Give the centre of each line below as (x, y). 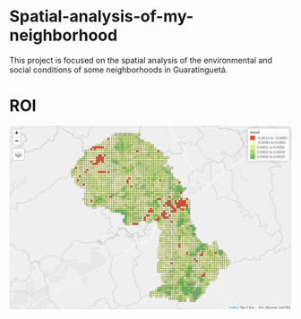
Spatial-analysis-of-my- (102, 17)
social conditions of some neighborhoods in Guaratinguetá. (119, 70)
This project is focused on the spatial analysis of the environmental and (141, 60)
